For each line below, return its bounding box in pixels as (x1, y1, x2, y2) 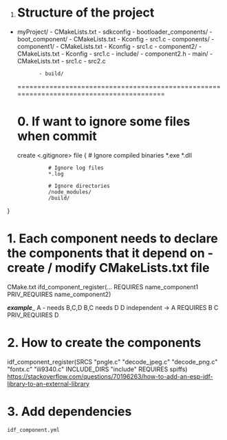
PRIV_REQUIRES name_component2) (7, 290, 111, 298)
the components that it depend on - (7, 246, 214, 261)
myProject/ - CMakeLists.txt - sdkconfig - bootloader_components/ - (17, 28, 213, 36)
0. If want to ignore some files (17, 114, 191, 129)
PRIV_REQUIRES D (7, 311, 59, 319)
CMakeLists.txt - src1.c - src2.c (17, 56, 107, 65)
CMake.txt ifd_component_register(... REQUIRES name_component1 (7, 282, 198, 291)
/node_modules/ (47, 188, 91, 196)
